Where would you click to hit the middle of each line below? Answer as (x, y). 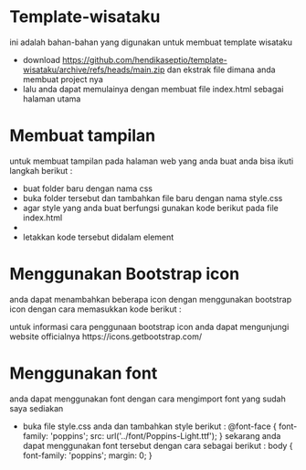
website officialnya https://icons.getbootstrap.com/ (106, 336)
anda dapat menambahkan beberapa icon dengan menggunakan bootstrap (151, 299)
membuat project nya (63, 79)
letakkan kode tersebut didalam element (98, 237)
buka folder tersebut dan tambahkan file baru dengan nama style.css (153, 198)
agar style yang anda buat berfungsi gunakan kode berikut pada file (150, 208)
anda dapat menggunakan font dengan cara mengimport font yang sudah (148, 399)
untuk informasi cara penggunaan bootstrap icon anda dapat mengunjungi (149, 326)
